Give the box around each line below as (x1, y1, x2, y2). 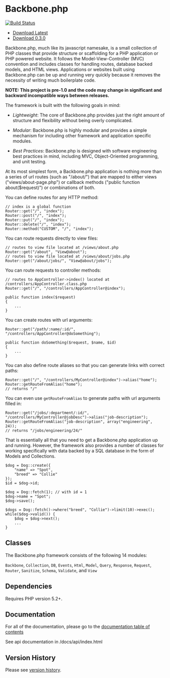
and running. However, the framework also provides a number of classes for (5, 442, 164, 448)
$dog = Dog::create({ (5, 463, 51, 468)
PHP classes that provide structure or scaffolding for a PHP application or (5, 50, 158, 56)
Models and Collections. (5, 453, 56, 459)
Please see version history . (5, 667, 62, 673)
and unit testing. (12, 158, 47, 165)
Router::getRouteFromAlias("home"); (5, 382, 82, 387)
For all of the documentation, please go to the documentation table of (5, 624, 150, 630)
